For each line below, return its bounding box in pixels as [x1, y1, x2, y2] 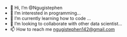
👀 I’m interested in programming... [10, 10, 81, 16]
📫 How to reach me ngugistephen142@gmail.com [10, 26, 115, 32]
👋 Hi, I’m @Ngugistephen [10, 5, 63, 10]
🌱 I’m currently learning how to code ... [10, 15, 91, 21]
